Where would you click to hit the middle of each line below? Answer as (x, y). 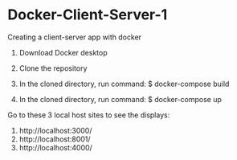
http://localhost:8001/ (55, 139)
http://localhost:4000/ (56, 147)
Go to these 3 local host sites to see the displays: (89, 115)
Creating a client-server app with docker (75, 37)
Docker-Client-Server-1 (88, 15)
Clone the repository (53, 68)
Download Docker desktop (63, 52)
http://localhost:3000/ (55, 130)
